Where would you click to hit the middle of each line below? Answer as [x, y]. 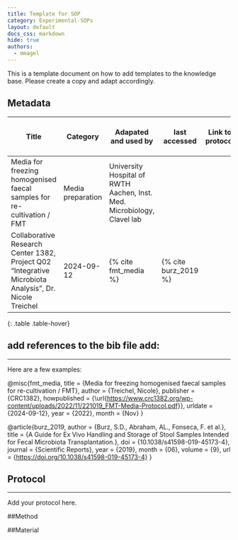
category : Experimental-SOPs [50, 21]
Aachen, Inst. [131, 193]
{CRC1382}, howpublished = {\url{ [57, 398]
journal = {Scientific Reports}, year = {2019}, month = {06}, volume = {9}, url [119, 449]
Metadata [29, 103]
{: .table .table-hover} [39, 323]
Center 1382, [33, 253]
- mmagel [27, 54]
